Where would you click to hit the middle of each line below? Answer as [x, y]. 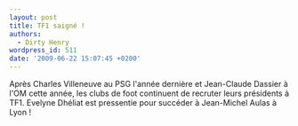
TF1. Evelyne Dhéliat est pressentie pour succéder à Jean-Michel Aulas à [143, 102]
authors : [25, 34]
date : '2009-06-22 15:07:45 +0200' [75, 59]
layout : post [33, 17]
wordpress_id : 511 [43, 51]
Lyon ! [20, 112]
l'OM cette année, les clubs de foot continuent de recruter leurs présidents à [149, 93]
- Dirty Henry [43, 42]
